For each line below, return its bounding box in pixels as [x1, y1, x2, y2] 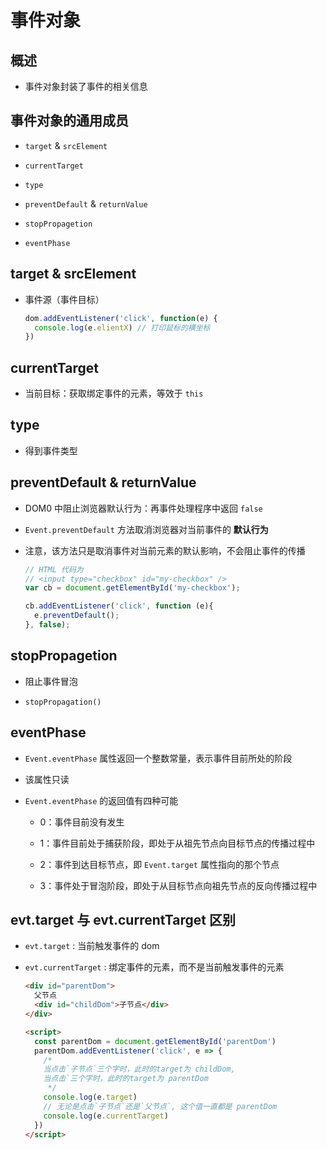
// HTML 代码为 [24, 564, 84, 575]
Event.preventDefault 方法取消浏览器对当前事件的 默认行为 [24, 523, 269, 535]
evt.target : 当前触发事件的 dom [24, 940, 160, 952]
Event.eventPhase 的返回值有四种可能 [24, 794, 179, 806]
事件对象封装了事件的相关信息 [24, 81, 148, 92]
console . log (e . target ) [43, 1092, 138, 1102]
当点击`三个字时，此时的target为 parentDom [43, 1074, 209, 1084]
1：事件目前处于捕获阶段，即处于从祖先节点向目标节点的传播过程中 [39, 837, 316, 849]
